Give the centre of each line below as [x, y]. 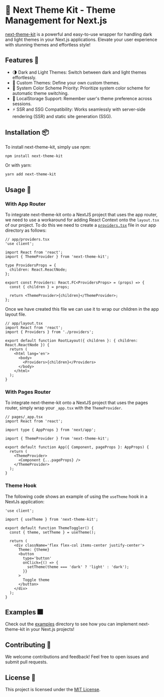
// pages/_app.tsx [24, 417]
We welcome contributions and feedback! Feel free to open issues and [77, 657]
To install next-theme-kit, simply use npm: [48, 147]
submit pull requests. [26, 662]
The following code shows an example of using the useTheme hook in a [76, 496]
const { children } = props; [40, 287]
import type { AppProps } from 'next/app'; [51, 430]
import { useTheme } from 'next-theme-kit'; [52, 519]
